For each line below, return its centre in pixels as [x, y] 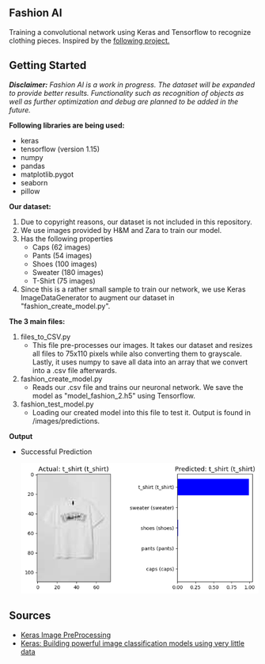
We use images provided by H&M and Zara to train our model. [121, 230]
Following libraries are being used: [67, 125]
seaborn [34, 182]
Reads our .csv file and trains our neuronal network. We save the [138, 387]
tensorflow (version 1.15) [60, 149]
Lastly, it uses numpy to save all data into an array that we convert [140, 362]
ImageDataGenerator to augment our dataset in [97, 297]
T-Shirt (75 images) [64, 280]
